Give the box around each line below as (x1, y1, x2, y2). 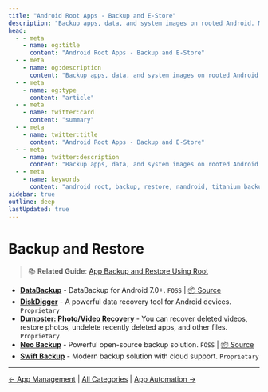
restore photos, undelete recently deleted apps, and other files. (19, 322, 228, 332)
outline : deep (8, 198, 56, 206)
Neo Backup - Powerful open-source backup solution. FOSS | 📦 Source (19, 340, 254, 350)
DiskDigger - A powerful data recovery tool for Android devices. (19, 297, 231, 306)
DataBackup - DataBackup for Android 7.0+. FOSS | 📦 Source (19, 286, 222, 295)
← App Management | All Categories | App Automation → (8, 374, 196, 384)
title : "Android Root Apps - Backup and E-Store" (8, 11, 177, 20)
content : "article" (29, 94, 94, 102)
